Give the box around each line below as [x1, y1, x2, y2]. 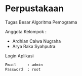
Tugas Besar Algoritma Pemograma [5, 19, 78, 25]
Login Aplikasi [5, 52, 34, 59]
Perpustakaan [5, 3, 64, 14]
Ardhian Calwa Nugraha [12, 38, 61, 44]
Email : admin [5, 62, 43, 67]
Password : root [5, 67, 41, 72]
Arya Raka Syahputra [12, 43, 56, 49]
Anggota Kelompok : [5, 28, 47, 34]
